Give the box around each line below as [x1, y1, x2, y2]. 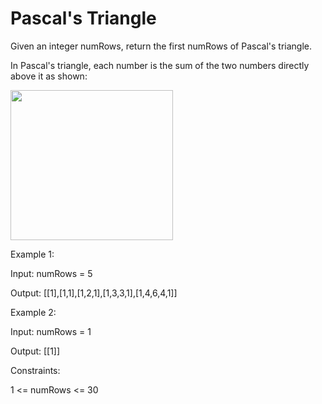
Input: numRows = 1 [10, 325, 92, 337]
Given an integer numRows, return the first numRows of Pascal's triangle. [10, 40, 312, 52]
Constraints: [10, 364, 61, 376]
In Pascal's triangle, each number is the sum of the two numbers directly [10, 59, 310, 71]
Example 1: [10, 248, 55, 260]
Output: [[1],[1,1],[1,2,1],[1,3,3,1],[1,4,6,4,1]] [10, 287, 178, 299]
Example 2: [10, 306, 57, 318]
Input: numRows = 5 [10, 267, 93, 279]
